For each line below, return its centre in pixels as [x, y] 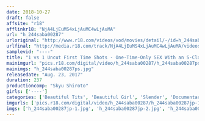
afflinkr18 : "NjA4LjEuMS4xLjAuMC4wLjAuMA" [61, 29]
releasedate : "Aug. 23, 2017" [45, 75]
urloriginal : [23, 40]
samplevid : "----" [30, 52]
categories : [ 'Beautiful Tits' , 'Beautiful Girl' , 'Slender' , [87, 97]
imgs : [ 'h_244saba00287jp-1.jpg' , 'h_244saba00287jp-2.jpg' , [86, 108]
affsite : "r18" [26, 23]
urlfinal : [19, 46]
